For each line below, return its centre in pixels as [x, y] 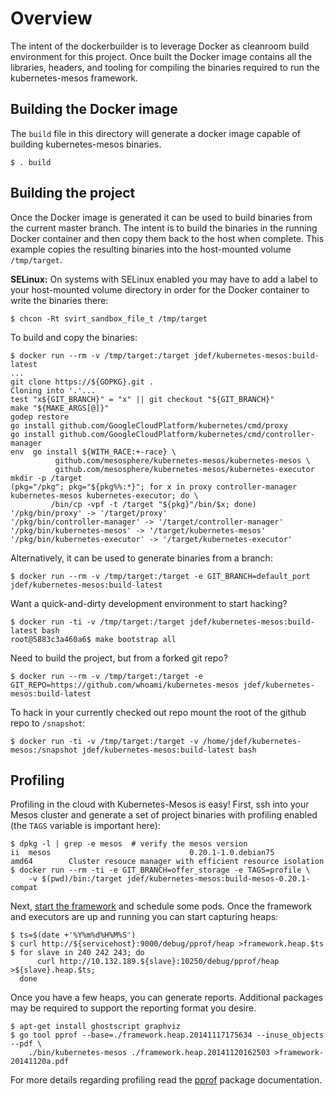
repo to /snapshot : [48, 723]
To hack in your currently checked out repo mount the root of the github [158, 712]
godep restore [40, 417]
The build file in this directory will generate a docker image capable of [156, 133]
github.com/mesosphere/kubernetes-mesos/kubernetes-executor [184, 469]
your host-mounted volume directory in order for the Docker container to [160, 289]
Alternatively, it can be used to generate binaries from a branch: [141, 558]
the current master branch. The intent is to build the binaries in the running [164, 228]
